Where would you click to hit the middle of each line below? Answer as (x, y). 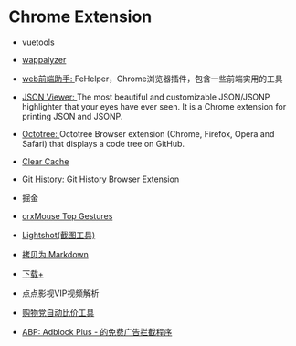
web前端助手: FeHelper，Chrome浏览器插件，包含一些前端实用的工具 (152, 79)
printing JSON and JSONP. (72, 116)
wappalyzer (44, 59)
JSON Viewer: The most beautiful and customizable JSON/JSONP (146, 97)
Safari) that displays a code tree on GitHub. (103, 143)
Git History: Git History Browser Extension (100, 179)
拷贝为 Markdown (55, 254)
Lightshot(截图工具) (58, 235)
